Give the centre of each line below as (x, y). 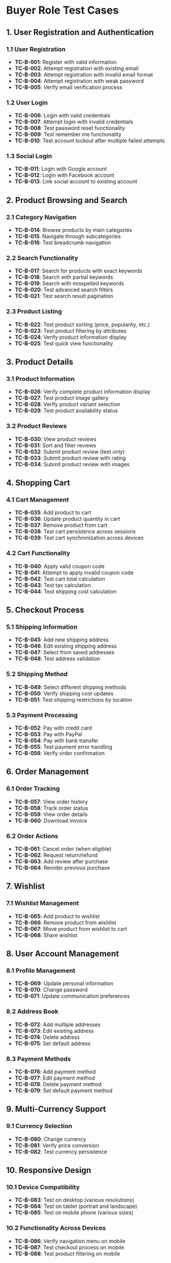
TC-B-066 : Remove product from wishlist (65, 922)
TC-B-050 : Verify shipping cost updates (64, 693)
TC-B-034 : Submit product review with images (72, 464)
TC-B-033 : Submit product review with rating (70, 458)
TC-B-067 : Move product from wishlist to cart (71, 928)
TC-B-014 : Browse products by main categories (73, 230)
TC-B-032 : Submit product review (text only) (70, 451)
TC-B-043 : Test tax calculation (53, 585)
